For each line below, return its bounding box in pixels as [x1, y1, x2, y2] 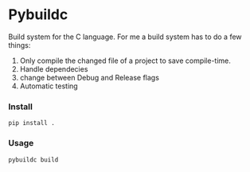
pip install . [8, 119, 56, 127]
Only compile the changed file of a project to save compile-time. [19, 56, 231, 65]
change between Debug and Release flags [19, 72, 159, 82]
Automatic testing [19, 81, 78, 91]
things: [8, 40, 31, 49]
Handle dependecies [19, 64, 88, 73]
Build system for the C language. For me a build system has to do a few [8, 32, 242, 41]
